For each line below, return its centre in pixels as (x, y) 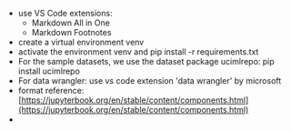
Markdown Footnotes (71, 32)
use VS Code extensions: (65, 13)
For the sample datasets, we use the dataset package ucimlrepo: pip (146, 61)
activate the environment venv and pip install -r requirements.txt (138, 52)
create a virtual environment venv (81, 42)
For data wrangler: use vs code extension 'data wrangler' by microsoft (150, 81)
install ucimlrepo (49, 71)
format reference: (51, 91)
